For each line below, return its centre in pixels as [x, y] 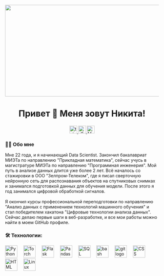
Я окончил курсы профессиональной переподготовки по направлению [79, 202]
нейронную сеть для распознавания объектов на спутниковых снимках [80, 181]
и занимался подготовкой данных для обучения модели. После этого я [80, 186]
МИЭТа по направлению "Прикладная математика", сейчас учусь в [76, 160]
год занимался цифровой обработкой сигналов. [55, 191]
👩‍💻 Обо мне [20, 145]
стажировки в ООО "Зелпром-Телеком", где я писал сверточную [73, 176]
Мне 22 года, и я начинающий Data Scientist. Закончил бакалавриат [76, 155]
